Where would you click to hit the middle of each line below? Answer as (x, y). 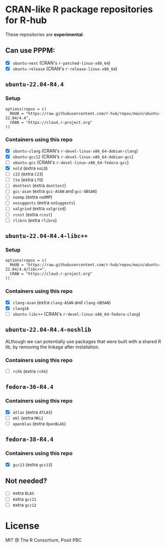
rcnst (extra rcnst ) (32, 214)
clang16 (21, 309)
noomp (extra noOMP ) (32, 197)
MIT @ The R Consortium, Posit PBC (43, 540)
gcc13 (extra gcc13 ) (32, 465)
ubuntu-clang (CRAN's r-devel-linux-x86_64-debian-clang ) (75, 151)
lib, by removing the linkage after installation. (52, 347)
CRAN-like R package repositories (79, 9)
